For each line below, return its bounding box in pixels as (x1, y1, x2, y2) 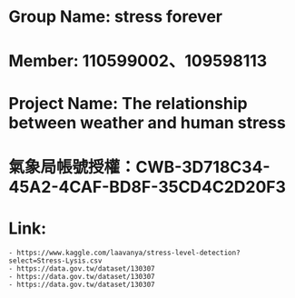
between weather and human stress (8, 112, 287, 133)
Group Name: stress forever (8, 6, 223, 27)
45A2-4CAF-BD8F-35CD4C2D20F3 (8, 176, 287, 197)
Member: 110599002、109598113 (8, 51, 268, 72)
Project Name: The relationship (8, 93, 248, 114)
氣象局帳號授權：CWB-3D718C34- (8, 156, 270, 177)
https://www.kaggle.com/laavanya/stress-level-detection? (16, 248, 241, 257)
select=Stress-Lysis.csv (8, 256, 103, 265)
